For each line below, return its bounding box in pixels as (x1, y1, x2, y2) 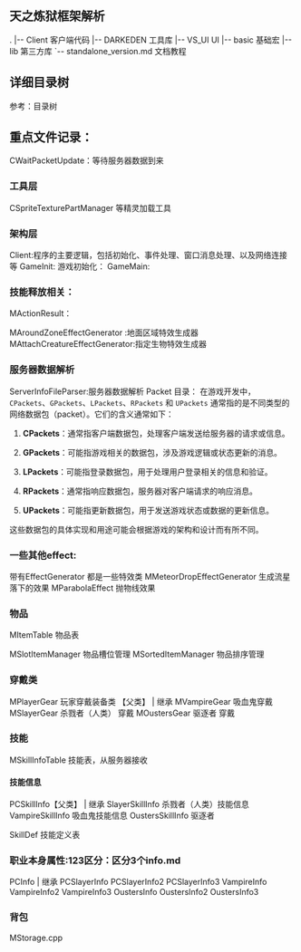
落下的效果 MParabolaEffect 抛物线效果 (9, 582, 156, 593)
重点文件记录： (9, 130, 93, 145)
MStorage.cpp (9, 932, 63, 943)
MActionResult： (9, 308, 73, 319)
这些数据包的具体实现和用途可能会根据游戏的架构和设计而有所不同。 (9, 524, 264, 534)
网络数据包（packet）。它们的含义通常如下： (9, 409, 174, 419)
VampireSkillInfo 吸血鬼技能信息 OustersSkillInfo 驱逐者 (9, 810, 215, 822)
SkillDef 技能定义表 (9, 830, 81, 841)
